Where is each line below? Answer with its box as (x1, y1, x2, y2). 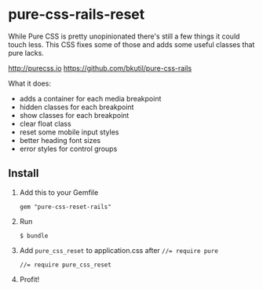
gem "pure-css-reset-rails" (19, 203, 111, 211)
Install (8, 167, 39, 180)
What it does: (8, 79, 51, 88)
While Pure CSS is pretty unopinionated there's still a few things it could (8, 31, 240, 41)
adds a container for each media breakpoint (19, 94, 162, 103)
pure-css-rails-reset (8, 6, 145, 24)
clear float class (19, 119, 72, 128)
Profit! (19, 274, 40, 284)
